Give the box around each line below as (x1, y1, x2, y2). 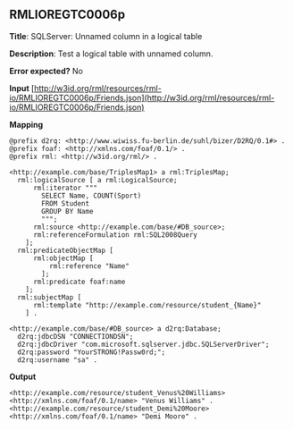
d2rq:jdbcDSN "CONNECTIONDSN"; (17, 332, 134, 341)
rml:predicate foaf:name (32, 277, 126, 286)
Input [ (9, 82, 35, 93)
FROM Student (41, 198, 90, 208)
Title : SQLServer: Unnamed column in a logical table (9, 30, 203, 41)
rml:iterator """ (32, 183, 98, 192)
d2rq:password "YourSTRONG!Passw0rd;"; (17, 348, 166, 357)
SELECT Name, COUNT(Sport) (41, 191, 142, 200)
